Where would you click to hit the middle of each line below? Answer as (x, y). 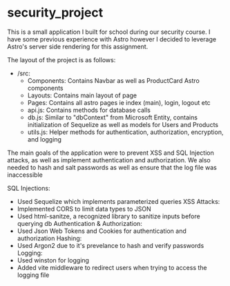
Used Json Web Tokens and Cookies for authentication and (102, 231)
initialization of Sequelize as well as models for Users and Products (123, 124)
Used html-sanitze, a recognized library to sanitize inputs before (108, 216)
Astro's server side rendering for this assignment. (78, 46)
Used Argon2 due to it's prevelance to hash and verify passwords (111, 245)
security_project (55, 13)
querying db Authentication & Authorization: (80, 223)
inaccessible (25, 175)
